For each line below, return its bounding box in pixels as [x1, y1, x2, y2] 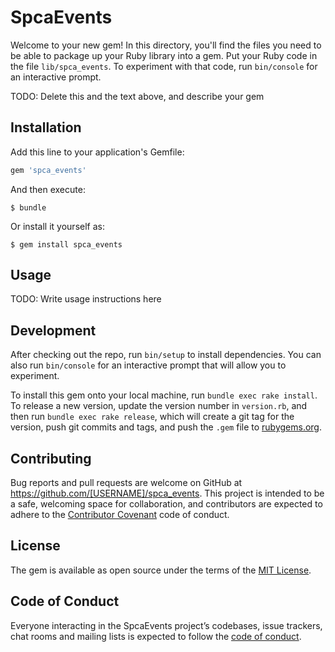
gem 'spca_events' [10, 165, 87, 175]
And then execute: [10, 183, 86, 195]
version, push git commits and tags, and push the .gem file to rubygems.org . [10, 421, 323, 433]
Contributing [10, 450, 92, 467]
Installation [10, 119, 82, 136]
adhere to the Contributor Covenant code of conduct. [10, 509, 230, 521]
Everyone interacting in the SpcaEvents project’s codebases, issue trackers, [10, 619, 323, 631]
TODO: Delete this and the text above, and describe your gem [10, 90, 265, 102]
